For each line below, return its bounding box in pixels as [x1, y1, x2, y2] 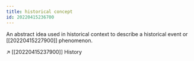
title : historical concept [6, 8, 73, 15]
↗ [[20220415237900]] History [6, 48, 82, 55]
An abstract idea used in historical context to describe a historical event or [6, 30, 188, 37]
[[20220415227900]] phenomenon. [6, 37, 93, 44]
